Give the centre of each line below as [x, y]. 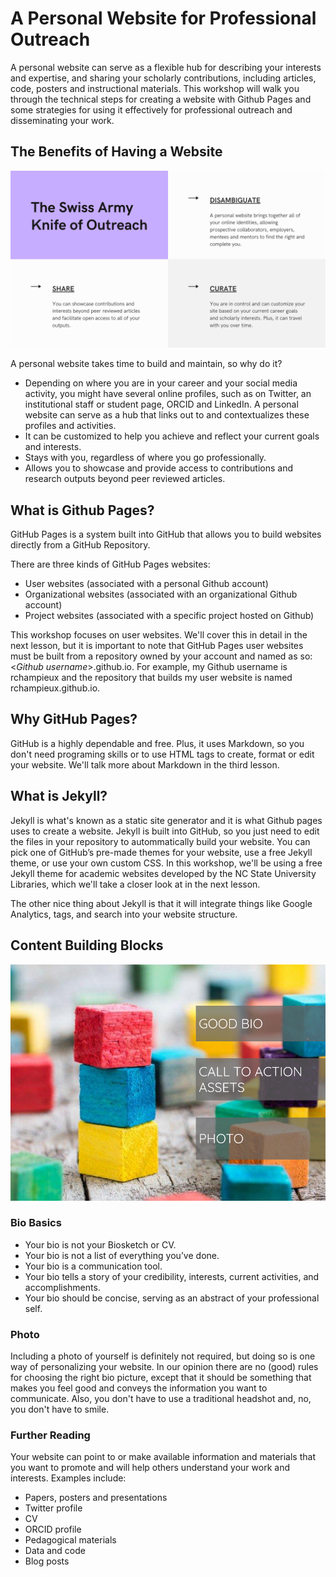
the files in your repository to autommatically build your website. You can [160, 841]
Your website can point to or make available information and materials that [163, 1457]
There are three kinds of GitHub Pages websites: [110, 564]
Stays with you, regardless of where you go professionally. [145, 458]
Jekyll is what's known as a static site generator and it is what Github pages [166, 820]
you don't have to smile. [60, 1409]
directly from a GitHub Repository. [80, 545]
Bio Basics [36, 1223]
